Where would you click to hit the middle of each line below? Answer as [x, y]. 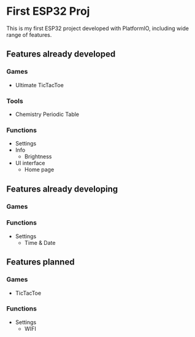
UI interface [30, 163]
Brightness [38, 157]
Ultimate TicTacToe [40, 85]
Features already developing [62, 189]
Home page [39, 169]
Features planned [40, 262]
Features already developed [61, 54]
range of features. [29, 34]
